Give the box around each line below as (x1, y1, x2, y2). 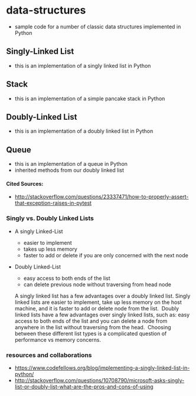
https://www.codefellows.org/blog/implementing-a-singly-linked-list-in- (14, 364, 190, 371)
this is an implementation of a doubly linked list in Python (14, 127, 153, 135)
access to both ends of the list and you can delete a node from (14, 317, 168, 325)
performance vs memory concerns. (14, 336, 102, 343)
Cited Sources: (6, 180, 44, 187)
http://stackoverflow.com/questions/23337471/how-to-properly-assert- (14, 193, 189, 201)
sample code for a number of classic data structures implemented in (14, 23, 181, 30)
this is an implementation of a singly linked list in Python (14, 62, 151, 69)
